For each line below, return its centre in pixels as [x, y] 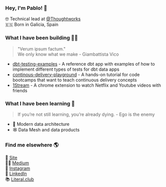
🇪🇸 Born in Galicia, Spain [32, 25]
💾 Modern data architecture [41, 124]
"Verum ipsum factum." [42, 49]
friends [20, 90]
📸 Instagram [18, 168]
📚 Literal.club [20, 179]
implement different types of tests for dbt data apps [66, 69]
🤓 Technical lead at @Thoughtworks [43, 19]
